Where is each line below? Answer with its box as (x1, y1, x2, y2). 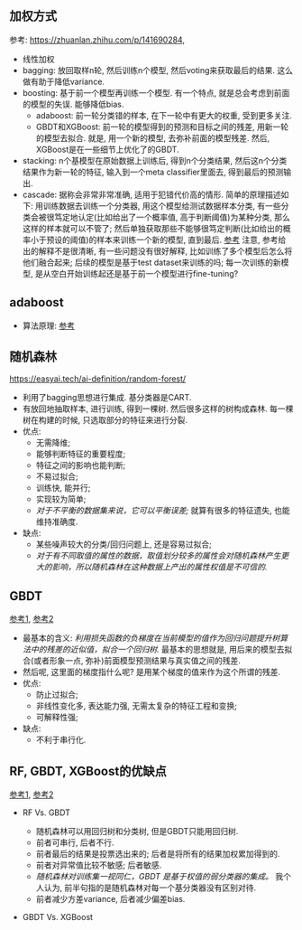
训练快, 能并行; (35, 483, 91, 493)
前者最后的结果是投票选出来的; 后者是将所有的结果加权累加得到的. (35, 849, 280, 860)
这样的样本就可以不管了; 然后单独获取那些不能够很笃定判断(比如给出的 (22, 222, 284, 233)
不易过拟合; (35, 471, 78, 482)
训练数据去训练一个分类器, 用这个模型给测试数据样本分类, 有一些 (42, 200, 281, 211)
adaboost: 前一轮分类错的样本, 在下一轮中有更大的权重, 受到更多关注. (35, 109, 293, 120)
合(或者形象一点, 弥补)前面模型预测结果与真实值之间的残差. (22, 655, 242, 666)
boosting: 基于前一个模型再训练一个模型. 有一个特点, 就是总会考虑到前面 (22, 87, 290, 98)
